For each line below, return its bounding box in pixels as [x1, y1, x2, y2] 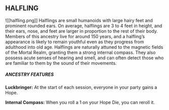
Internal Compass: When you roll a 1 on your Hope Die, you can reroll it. [5, 99, 155, 105]
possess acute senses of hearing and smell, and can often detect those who [5, 55, 164, 61]
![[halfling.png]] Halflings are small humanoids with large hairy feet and [5, 17, 153, 23]
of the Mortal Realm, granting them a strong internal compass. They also [5, 49, 156, 55]
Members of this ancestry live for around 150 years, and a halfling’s [5, 33, 145, 39]
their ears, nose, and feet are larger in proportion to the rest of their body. [5, 28, 158, 34]
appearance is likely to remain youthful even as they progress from [5, 39, 144, 45]
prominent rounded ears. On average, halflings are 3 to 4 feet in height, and [5, 23, 162, 29]
